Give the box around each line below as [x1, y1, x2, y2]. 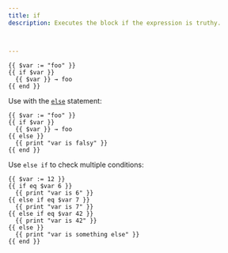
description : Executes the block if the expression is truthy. [8, 19, 222, 27]
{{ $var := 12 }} [8, 175, 66, 183]
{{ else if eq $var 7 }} [8, 195, 90, 204]
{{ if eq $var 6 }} [8, 182, 73, 190]
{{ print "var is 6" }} [15, 189, 93, 197]
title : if [8, 11, 41, 20]
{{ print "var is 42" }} [15, 217, 97, 225]
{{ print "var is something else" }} [15, 230, 140, 238]
